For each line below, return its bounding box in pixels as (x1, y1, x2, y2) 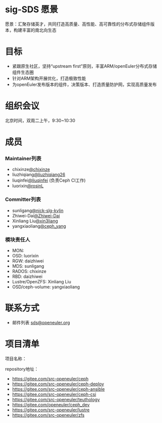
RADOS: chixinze (12, 268, 46, 274)
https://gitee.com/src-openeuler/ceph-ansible (12, 386, 105, 392)
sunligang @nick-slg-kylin (12, 208, 63, 213)
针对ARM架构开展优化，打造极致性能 (12, 75, 86, 81)
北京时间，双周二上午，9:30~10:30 (5, 117, 76, 123)
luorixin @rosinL (12, 183, 44, 189)
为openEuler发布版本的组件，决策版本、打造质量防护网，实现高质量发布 (12, 81, 157, 87)
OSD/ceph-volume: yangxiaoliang (12, 284, 80, 290)
